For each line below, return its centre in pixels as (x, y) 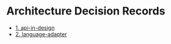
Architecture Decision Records (86, 11)
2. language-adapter (41, 34)
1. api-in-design (35, 28)
